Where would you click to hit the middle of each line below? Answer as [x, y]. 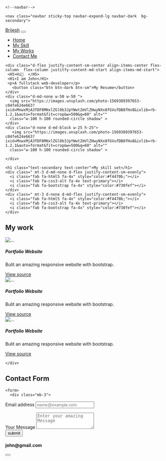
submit [14, 433]
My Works [23, 51]
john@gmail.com [24, 445]
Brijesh [13, 30]
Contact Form [27, 379]
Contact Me [25, 56]
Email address [20, 405]
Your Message [20, 427]
